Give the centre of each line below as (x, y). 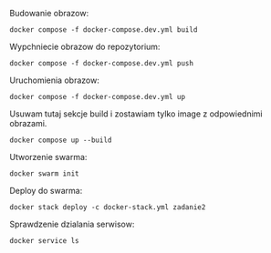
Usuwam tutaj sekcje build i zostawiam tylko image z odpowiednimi (136, 114)
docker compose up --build (61, 140)
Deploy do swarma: (46, 191)
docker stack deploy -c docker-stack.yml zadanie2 (108, 207)
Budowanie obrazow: (49, 13)
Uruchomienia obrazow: (55, 80)
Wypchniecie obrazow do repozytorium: (85, 46)
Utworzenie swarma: (48, 157)
